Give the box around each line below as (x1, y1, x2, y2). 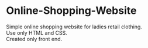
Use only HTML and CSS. (6, 29, 67, 36)
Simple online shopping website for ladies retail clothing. (6, 23, 142, 30)
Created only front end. (6, 35, 63, 42)
